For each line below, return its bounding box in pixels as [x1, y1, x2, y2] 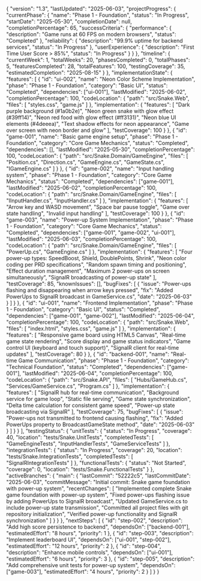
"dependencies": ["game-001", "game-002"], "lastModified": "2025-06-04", [6, 312, 195, 319]
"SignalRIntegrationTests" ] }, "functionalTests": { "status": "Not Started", [6, 459, 187, 466]
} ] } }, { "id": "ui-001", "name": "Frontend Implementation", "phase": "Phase [6, 299, 193, 306]
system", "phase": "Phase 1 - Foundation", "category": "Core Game [6, 172, 172, 178]
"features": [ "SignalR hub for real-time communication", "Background [6, 389, 179, 396]
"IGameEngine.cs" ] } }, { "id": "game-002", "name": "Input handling [6, 165, 174, 172]
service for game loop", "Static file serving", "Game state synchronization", [6, 396, 191, 402]
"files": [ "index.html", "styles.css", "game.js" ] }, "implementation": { [6, 325, 176, 332]
